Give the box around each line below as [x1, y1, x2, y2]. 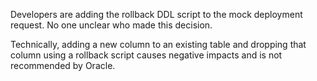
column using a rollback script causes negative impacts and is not [10, 49, 283, 61]
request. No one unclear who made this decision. [10, 19, 213, 31]
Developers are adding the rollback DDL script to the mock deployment [10, 9, 303, 20]
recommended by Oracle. [10, 60, 116, 71]
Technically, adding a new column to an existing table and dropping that [10, 39, 307, 50]
